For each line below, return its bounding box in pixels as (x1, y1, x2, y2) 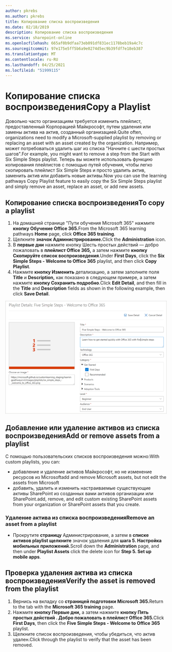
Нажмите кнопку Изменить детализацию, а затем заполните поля (12, 269, 160, 275)
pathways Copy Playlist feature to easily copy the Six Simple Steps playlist (5, 178, 162, 184)
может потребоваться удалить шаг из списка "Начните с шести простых (5, 145, 165, 152)
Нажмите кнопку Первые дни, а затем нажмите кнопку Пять (12, 609, 149, 615)
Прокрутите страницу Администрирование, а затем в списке (12, 532, 149, 538)
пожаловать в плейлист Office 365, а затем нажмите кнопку (12, 247, 147, 253)
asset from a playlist (5, 520, 57, 528)
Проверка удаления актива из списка (5, 569, 133, 577)
